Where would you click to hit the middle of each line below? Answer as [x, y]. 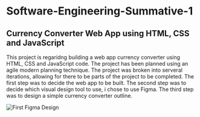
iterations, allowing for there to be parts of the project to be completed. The [100, 76]
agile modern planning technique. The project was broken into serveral [95, 70]
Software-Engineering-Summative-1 [100, 11]
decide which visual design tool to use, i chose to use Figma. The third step [100, 89]
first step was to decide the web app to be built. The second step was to [96, 83]
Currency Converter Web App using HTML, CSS [98, 33]
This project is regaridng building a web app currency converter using [93, 57]
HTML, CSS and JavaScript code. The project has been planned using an [97, 64]
